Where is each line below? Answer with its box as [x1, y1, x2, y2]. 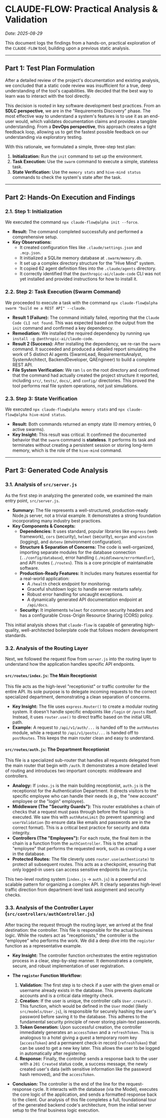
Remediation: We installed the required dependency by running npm [12, 330, 150, 336]
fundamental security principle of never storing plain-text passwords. [19, 1019, 161, 1025]
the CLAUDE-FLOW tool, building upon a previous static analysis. [5, 45, 130, 51]
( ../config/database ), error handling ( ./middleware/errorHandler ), [19, 555, 155, 560]
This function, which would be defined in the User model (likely [19, 1003, 148, 1009]
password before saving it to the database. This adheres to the [19, 1013, 148, 1019]
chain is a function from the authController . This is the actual [12, 840, 138, 846]
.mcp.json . [19, 250, 41, 256]
